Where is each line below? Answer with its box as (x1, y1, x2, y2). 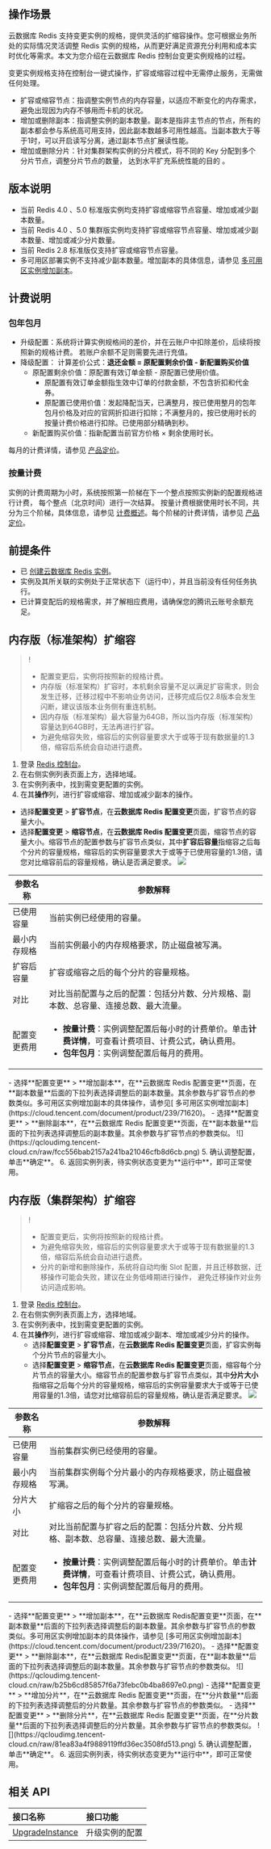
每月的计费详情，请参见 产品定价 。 (8, 445, 123, 455)
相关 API (8, 1785, 51, 1799)
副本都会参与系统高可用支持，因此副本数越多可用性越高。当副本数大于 (19, 125, 254, 135)
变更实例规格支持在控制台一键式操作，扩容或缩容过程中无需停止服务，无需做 (8, 68, 263, 78)
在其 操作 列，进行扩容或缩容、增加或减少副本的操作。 (19, 790, 198, 800)
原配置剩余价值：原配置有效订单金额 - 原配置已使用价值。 (31, 368, 223, 377)
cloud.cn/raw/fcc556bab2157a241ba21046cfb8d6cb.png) (8, 1147, 200, 1157)
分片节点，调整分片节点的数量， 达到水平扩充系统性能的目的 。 (19, 156, 230, 166)
